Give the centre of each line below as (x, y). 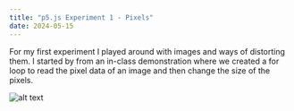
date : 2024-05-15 (42, 26)
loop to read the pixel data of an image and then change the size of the (140, 70)
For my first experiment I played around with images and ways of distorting (147, 51)
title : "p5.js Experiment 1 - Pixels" (81, 17)
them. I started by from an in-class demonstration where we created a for (144, 61)
